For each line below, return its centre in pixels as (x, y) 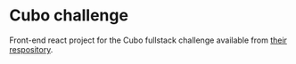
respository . (31, 49)
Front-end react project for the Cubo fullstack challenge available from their (148, 40)
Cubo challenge (69, 16)
